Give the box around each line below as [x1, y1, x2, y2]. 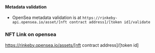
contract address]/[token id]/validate [69, 20, 151, 25]
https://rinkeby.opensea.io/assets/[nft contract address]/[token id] [5, 42, 139, 48]
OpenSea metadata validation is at [12, 15, 82, 20]
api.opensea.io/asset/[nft [12, 20, 67, 25]
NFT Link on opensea [5, 31, 57, 38]
